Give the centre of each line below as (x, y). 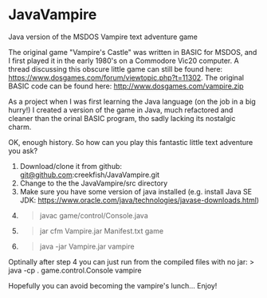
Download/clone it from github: (71, 166)
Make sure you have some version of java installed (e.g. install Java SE (136, 191)
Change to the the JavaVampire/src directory (94, 183)
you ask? (23, 151)
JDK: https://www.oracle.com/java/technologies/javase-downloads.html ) (139, 200)
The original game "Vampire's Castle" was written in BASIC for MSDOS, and (133, 52)
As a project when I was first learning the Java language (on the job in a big (132, 101)
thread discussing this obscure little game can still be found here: (116, 69)
